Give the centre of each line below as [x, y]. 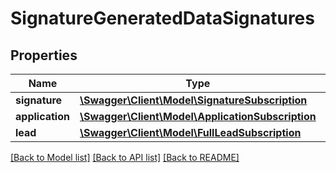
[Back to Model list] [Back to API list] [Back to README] [125, 157]
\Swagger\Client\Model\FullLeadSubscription [190, 132]
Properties [44, 55]
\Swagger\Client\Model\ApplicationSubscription [198, 116]
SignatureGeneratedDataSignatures [162, 18]
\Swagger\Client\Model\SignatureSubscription [193, 100]
